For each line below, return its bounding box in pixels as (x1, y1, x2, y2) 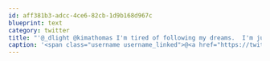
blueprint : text (8, 19, 63, 27)
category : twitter (8, 26, 70, 34)
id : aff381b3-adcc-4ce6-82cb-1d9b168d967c (8, 11, 153, 20)
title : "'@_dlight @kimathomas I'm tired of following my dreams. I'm (8, 33, 253, 42)
